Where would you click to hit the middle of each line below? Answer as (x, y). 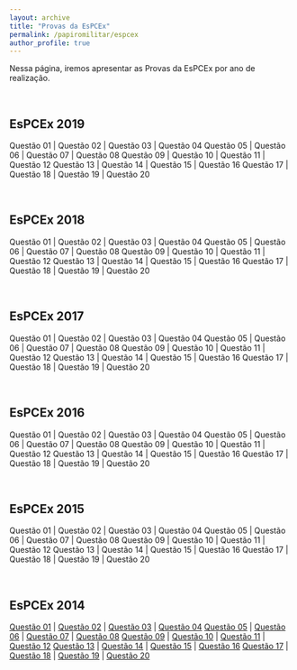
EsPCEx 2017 (47, 317)
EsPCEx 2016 (47, 413)
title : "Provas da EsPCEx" (60, 26)
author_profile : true (50, 43)
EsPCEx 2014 (47, 605)
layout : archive (40, 18)
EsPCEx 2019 (47, 124)
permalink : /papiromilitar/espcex (74, 34)
